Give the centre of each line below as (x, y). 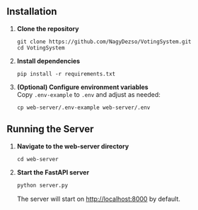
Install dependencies (48, 61)
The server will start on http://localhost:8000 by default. (99, 199)
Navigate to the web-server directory (73, 146)
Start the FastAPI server (53, 172)
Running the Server (50, 129)
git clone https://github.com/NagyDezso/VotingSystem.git (104, 42)
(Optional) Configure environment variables (83, 87)
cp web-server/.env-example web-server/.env (83, 107)
